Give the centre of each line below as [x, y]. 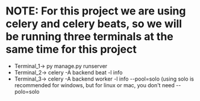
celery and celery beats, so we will [94, 24]
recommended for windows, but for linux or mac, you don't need [95, 85]
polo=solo [27, 91]
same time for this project [71, 50]
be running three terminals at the [90, 37]
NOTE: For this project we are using [96, 11]
